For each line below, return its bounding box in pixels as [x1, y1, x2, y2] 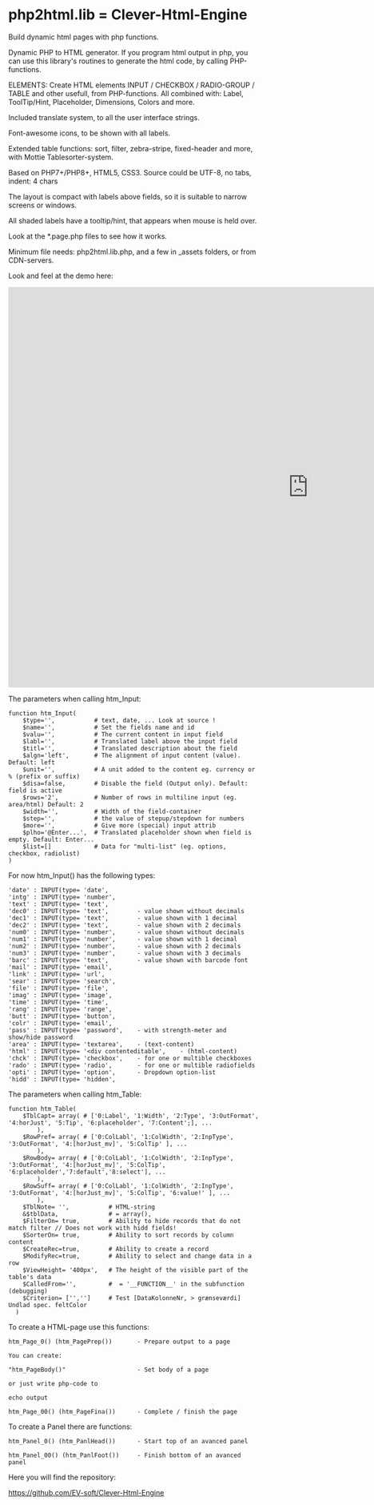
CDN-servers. [8, 255, 54, 265]
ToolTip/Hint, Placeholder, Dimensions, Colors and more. [8, 97, 195, 107]
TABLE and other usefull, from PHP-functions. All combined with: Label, [8, 88, 244, 98]
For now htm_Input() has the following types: [8, 871, 156, 880]
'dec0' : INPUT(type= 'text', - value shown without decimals [8, 907, 245, 915]
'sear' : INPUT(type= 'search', [8, 977, 116, 985]
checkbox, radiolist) [8, 849, 81, 858]
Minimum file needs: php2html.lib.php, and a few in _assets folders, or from [8, 247, 257, 256]
